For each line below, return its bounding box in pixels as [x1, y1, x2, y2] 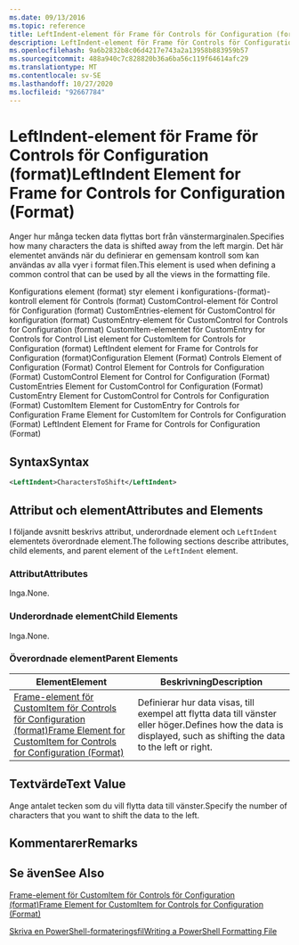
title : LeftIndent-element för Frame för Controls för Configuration [9, 29, 273, 38]
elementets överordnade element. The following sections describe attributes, [9, 536, 289, 546]
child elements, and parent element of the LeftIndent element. [9, 545, 238, 555]
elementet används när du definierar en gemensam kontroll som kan [9, 251, 260, 261]
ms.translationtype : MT [9, 63, 98, 72]
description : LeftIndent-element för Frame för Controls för [9, 37, 241, 47]
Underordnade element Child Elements [9, 610, 178, 622]
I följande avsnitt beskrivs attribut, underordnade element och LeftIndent [9, 526, 278, 537]
